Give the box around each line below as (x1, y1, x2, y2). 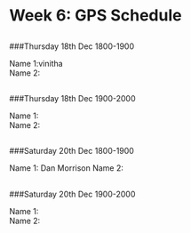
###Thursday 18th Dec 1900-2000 (9, 92, 136, 103)
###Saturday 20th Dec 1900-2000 (9, 189, 136, 199)
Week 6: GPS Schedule (9, 5, 182, 26)
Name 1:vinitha (9, 58, 64, 68)
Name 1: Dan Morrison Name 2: (9, 163, 124, 173)
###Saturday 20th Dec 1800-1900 (9, 146, 135, 157)
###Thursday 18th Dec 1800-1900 (9, 41, 135, 52)
